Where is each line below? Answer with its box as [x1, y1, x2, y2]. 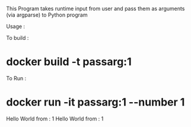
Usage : [6, 23, 26, 30]
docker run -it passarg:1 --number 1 [6, 96, 185, 109]
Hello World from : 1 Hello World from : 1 [6, 115, 104, 122]
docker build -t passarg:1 [6, 55, 132, 69]
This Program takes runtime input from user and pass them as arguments [6, 5, 185, 12]
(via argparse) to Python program [6, 11, 88, 18]
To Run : [6, 74, 27, 82]
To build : [6, 34, 29, 41]
